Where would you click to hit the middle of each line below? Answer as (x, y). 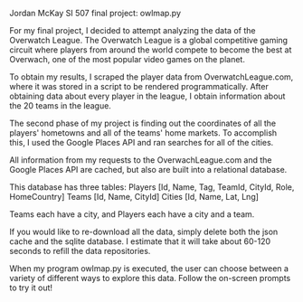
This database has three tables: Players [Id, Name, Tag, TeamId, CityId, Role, (152, 187)
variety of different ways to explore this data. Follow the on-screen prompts (150, 278)
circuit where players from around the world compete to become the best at (151, 50)
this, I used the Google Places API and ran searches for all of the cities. (142, 142)
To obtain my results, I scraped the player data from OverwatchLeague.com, (151, 77)
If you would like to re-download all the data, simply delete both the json (144, 231)
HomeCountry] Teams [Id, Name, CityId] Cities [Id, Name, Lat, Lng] (134, 197)
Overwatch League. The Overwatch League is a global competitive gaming (148, 40)
